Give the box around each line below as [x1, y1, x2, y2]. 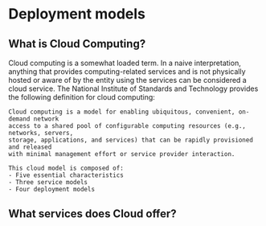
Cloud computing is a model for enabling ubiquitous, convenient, [8, 108, 235, 116]
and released [8, 143, 52, 151]
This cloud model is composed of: [8, 164, 125, 172]
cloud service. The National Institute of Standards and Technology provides [8, 84, 259, 93]
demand [8, 115, 31, 123]
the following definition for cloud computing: [8, 92, 155, 101]
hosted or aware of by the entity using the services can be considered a [8, 76, 247, 84]
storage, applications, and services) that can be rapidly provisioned [8, 136, 253, 144]
